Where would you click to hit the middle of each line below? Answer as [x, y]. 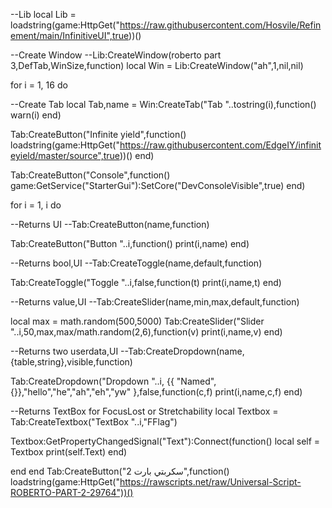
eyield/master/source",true [65, 155]
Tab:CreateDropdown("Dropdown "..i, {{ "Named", [113, 381]
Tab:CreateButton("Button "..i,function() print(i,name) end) [130, 243]
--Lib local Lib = [43, 14]
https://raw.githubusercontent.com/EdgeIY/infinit [220, 145]
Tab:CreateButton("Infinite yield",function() [98, 134]
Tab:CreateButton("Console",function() [90, 175]
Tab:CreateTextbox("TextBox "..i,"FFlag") [94, 422]
